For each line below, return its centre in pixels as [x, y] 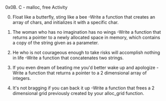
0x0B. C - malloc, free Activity [36, 7]
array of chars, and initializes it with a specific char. [65, 22]
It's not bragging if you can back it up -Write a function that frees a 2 [83, 88]
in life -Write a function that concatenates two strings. [68, 58]
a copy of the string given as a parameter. [56, 43]
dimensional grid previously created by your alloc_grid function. [78, 93]
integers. [22, 78]
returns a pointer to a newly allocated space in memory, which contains [86, 37]
